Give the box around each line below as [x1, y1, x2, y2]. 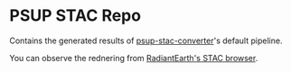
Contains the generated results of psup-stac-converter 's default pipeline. [9, 35, 283, 46]
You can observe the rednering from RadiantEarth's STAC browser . [9, 52, 258, 63]
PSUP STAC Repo [9, 5, 142, 26]
